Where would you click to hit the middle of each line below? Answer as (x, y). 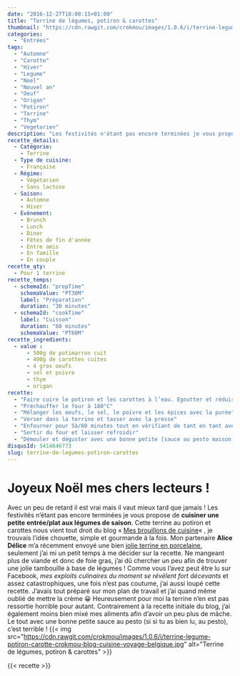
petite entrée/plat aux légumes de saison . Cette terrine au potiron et (109, 523)
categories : (25, 34)
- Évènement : (33, 214)
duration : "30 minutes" (56, 307)
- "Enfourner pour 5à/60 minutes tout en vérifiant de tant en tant (118, 426)
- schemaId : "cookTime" (49, 313)
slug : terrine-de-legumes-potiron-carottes (73, 452)
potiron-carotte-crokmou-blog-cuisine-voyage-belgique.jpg (96, 645)
